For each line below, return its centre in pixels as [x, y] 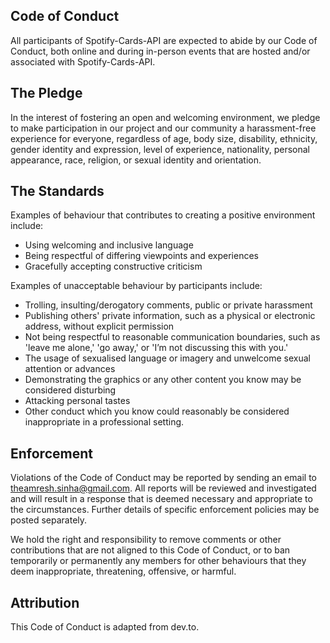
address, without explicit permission [99, 326]
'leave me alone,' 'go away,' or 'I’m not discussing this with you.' [156, 348]
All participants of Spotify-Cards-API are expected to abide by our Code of [164, 40]
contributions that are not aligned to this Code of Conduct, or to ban [150, 550]
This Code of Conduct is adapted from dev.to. [105, 627]
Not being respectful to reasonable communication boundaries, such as [172, 337]
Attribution [45, 602]
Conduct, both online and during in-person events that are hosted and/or [160, 51]
